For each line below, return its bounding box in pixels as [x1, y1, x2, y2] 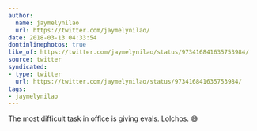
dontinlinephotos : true [8, 41, 87, 49]
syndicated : [8, 63, 47, 71]
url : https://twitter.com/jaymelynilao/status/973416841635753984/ [15, 77, 243, 85]
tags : [8, 84, 26, 93]
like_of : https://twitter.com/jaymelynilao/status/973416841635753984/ [8, 48, 249, 56]
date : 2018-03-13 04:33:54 [8, 33, 97, 42]
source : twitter [8, 56, 62, 64]
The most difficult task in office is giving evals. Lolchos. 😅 [8, 114, 198, 123]
